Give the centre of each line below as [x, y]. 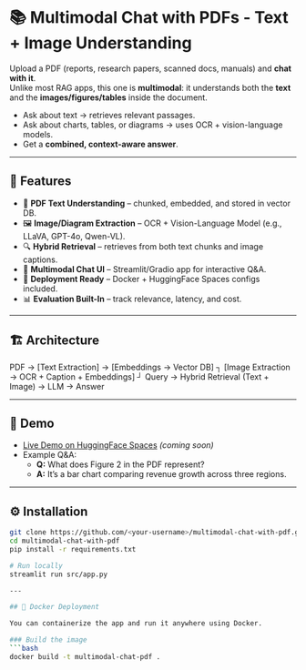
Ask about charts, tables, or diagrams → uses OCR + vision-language [153, 125]
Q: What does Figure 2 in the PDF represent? [120, 464]
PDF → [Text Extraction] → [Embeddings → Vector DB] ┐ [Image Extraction [150, 367]
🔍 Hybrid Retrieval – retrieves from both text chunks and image [143, 246]
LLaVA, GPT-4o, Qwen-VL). [74, 236]
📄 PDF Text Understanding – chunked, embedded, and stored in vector [157, 203]
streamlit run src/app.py [58, 574]
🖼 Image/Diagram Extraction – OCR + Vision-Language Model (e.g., [152, 223]
